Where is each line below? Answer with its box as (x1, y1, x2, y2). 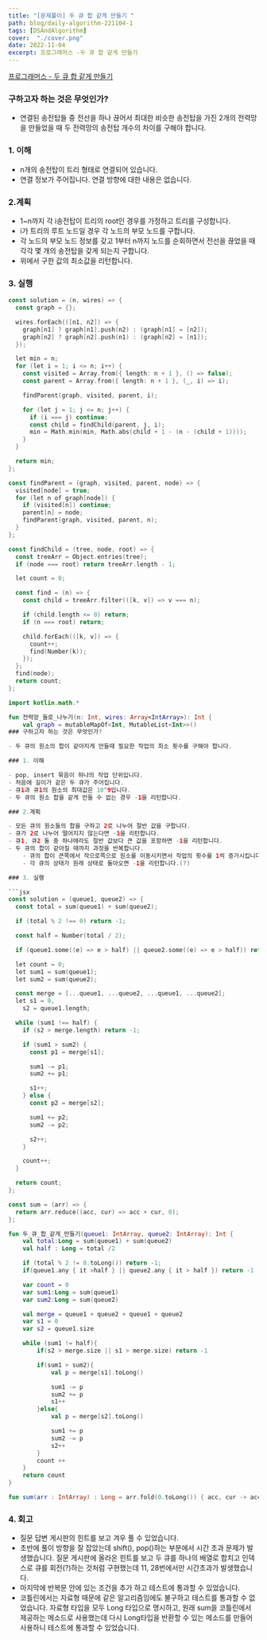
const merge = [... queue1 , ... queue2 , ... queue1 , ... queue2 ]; (15, 989, 226, 997)
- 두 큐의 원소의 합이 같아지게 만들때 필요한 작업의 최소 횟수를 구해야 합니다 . (8, 742, 233, 750)
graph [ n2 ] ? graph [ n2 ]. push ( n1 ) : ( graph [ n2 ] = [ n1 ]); (22, 332, 208, 341)
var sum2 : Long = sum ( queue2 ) (22, 1296, 119, 1304)
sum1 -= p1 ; (29, 1062, 69, 1071)
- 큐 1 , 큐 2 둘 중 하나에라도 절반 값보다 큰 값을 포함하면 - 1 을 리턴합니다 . (8, 837, 223, 845)
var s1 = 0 (22, 1317, 59, 1326)
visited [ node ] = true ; (15, 486, 91, 494)
